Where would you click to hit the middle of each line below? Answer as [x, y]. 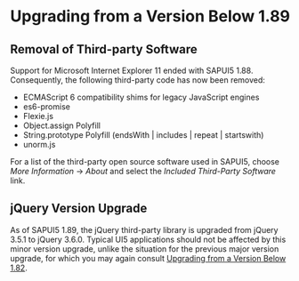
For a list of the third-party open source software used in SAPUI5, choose [145, 161]
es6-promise [46, 107]
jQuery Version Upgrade [79, 209]
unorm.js [39, 145]
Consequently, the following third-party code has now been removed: [138, 80]
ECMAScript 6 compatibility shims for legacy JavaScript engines [141, 97]
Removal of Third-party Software [104, 49]
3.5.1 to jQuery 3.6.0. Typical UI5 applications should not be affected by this [148, 239]
